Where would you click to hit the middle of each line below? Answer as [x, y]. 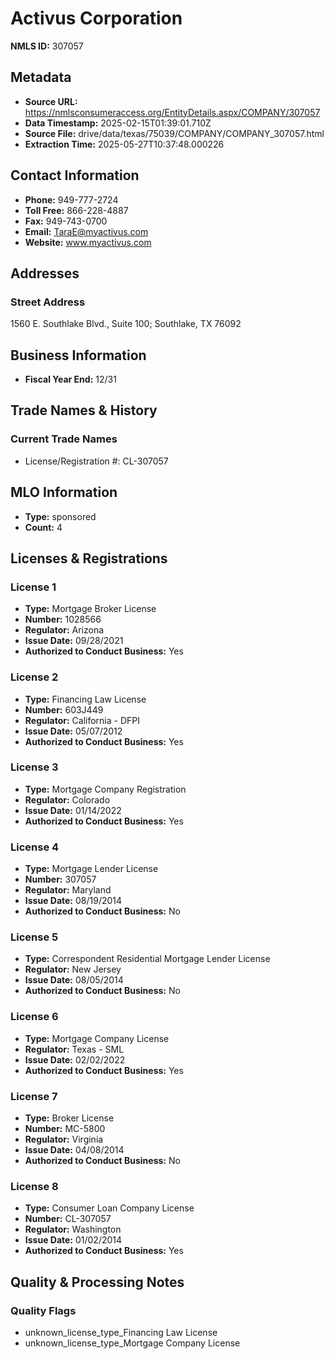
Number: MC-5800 [65, 1129]
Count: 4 [43, 527]
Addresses [45, 273]
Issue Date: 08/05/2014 [74, 980]
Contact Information [75, 175]
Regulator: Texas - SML [74, 1049]
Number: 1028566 [63, 619]
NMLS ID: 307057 [47, 46]
